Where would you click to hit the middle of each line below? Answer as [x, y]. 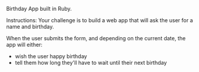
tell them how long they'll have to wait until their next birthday [91, 63]
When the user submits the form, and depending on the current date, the [96, 38]
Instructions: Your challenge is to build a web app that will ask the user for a [100, 20]
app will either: [25, 45]
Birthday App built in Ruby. [39, 9]
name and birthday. [30, 27]
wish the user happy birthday [51, 56]
